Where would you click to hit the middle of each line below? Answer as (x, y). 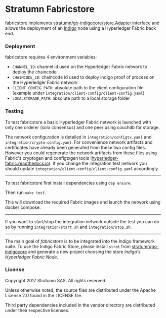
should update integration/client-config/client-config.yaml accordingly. (82, 168)
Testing (14, 111)
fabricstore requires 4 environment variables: (51, 57)
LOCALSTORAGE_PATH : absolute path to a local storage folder (71, 98)
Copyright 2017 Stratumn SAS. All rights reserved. (56, 280)
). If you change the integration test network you (98, 163)
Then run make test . (25, 192)
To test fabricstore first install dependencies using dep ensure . (68, 183)
